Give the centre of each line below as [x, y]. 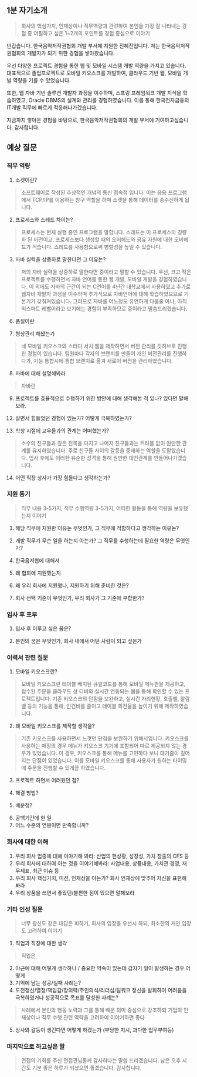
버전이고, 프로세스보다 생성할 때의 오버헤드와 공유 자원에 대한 [103, 239]
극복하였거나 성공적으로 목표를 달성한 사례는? [67, 997]
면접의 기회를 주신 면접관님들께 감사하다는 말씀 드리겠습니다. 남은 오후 [101, 1061]
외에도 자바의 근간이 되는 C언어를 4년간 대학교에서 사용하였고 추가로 [113, 286]
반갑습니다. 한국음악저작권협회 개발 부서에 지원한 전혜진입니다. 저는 [84, 45]
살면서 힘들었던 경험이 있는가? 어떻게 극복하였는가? [74, 418]
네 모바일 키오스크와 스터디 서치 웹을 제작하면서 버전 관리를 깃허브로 [98, 346]
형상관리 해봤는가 [35, 334]
